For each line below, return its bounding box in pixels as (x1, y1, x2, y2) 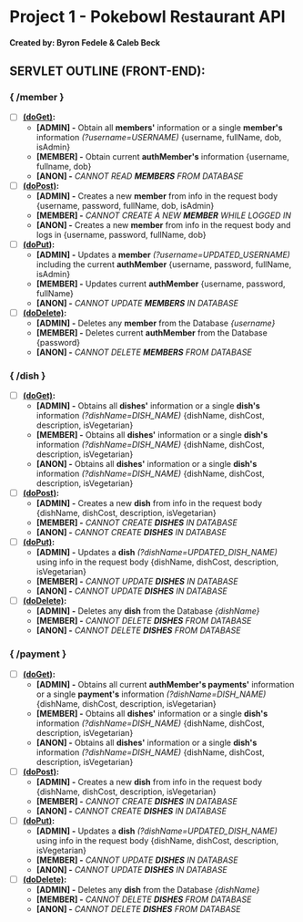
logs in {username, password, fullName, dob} (35, 229, 207, 240)
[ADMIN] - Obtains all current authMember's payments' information (35, 679, 295, 689)
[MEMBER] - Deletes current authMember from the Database (35, 326, 268, 338)
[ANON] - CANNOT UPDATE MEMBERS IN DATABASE (35, 297, 239, 308)
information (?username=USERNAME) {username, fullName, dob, (35, 131, 282, 142)
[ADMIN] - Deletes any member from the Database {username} (35, 317, 276, 328)
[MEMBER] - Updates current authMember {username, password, (35, 278, 286, 289)
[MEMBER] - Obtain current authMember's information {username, (35, 150, 289, 161)
